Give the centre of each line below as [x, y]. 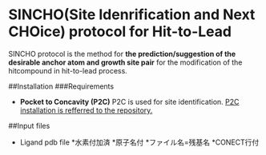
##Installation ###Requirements [61, 86]
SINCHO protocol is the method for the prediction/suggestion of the [122, 54]
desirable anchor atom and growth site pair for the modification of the [125, 62]
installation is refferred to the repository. [86, 110]
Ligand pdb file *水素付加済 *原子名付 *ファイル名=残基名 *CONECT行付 [139, 142]
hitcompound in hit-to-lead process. [68, 70]
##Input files [29, 125]
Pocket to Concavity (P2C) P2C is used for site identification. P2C [129, 101]
